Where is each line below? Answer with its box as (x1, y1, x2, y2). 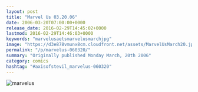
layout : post (6, 8, 38, 15)
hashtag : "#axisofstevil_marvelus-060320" (6, 63, 112, 70)
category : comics (6, 58, 49, 64)
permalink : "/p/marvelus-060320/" (6, 47, 91, 53)
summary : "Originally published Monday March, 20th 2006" (6, 52, 151, 58)
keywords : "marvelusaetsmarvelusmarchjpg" (6, 36, 112, 42)
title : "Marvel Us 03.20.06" (6, 14, 78, 20)
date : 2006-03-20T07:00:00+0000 (6, 19, 85, 25)
